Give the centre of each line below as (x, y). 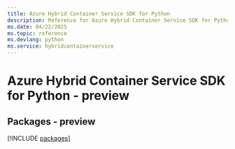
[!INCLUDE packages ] (39, 138)
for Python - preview (68, 96)
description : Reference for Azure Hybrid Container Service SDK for (109, 20)
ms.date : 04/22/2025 (37, 27)
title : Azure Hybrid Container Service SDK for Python (89, 14)
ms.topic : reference (37, 33)
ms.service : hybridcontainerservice (60, 46)
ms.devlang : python (36, 40)
